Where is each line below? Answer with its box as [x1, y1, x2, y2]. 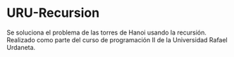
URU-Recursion [6, 5, 100, 21]
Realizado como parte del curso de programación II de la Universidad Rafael [6, 35, 228, 44]
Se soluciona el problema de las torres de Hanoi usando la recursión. [6, 28, 207, 37]
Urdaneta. [6, 43, 36, 51]
